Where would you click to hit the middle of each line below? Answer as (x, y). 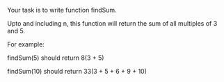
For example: (26, 44)
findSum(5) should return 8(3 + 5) (56, 58)
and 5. (16, 31)
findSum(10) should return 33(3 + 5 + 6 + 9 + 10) (77, 71)
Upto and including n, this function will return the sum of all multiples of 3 (112, 23)
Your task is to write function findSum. (62, 10)
